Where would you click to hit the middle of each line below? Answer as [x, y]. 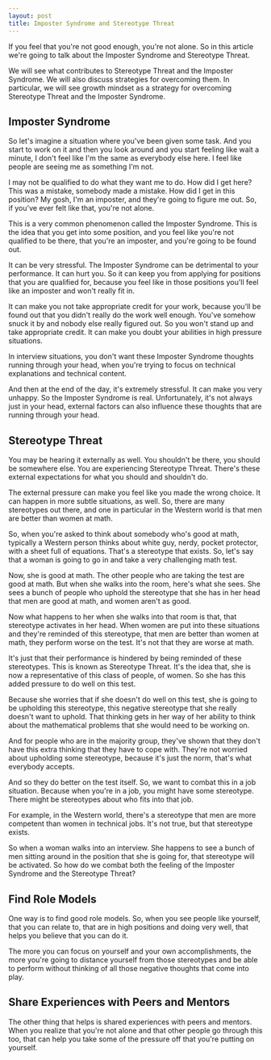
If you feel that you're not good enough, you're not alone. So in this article [131, 46]
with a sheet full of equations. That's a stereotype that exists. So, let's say [131, 551]
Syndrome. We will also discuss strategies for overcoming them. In [119, 79]
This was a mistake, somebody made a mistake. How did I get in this [122, 191]
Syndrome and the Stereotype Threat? [72, 874]
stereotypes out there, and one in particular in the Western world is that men [135, 510]
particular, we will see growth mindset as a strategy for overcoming [120, 88]
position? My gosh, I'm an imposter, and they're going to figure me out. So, [132, 199]
